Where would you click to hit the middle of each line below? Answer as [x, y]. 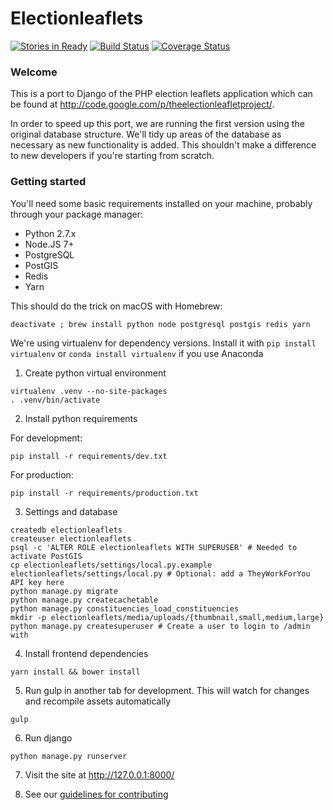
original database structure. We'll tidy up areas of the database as [146, 134]
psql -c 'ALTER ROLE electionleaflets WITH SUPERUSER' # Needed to [154, 547]
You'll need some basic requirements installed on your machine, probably [161, 203]
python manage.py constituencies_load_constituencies [125, 608]
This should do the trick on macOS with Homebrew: [116, 306]
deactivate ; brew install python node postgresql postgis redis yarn [160, 324]
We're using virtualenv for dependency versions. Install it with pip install [163, 343]
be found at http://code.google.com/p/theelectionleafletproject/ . [142, 104]
